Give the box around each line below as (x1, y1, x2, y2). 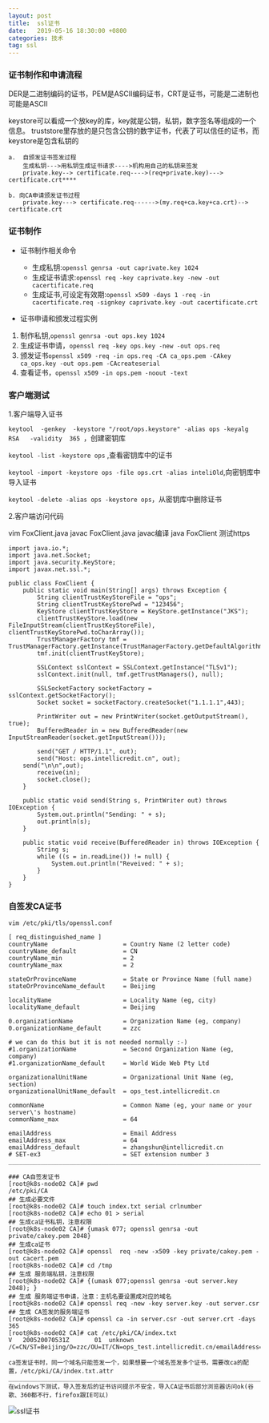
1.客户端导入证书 (8, 409, 62, 419)
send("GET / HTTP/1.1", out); (37, 748, 138, 756)
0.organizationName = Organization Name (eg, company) (8, 1018, 242, 1026)
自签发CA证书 (8, 900, 62, 911)
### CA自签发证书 (8, 1173, 60, 1181)
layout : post (8, 11, 52, 20)
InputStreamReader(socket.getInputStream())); (8, 734, 167, 742)
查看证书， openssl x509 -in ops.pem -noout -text (19, 368, 188, 377)
